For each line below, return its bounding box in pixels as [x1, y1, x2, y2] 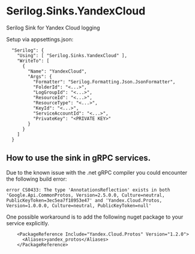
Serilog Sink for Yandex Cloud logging [6, 24, 100, 31]
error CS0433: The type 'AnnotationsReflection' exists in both [6, 187, 170, 193]
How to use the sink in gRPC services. [6, 153, 151, 163]
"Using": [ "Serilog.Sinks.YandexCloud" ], [17, 52, 128, 58]
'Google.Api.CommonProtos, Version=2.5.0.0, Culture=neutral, [6, 192, 165, 198]
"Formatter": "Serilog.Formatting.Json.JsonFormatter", [32, 79, 176, 85]
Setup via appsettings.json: [6, 35, 74, 43]
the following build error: [6, 175, 67, 183]
